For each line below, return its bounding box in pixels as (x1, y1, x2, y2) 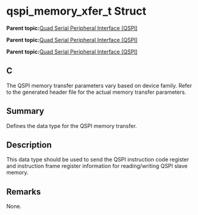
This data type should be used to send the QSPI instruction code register (6, 156, 189, 163)
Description (6, 139, 52, 150)
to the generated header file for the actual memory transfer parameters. (6, 88, 187, 96)
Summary (6, 106, 44, 116)
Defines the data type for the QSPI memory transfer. (6, 122, 137, 129)
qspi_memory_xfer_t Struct (6, 4, 147, 18)
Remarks (6, 186, 41, 197)
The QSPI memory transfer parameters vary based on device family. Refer (6, 82, 193, 89)
